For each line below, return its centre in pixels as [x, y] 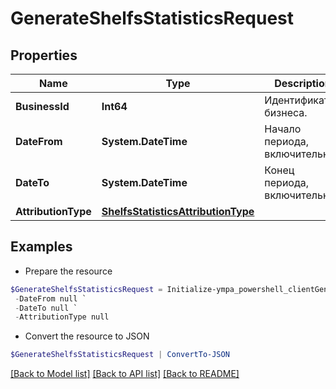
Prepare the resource [68, 271]
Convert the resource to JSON [87, 336]
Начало [283, 129]
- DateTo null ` [46, 308]
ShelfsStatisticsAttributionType [178, 211]
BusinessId [42, 106]
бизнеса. [286, 112]
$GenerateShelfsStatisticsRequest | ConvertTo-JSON [120, 355]
